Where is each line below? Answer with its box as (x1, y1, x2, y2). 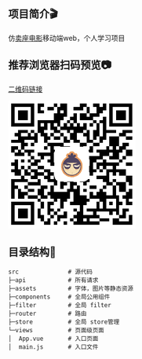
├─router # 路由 (8, 310, 87, 318)
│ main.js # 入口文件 (8, 343, 99, 351)
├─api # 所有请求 (8, 277, 99, 284)
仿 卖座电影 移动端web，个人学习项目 (8, 33, 126, 42)
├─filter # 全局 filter (8, 302, 111, 310)
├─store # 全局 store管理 (8, 318, 120, 326)
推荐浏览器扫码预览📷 (8, 58, 112, 72)
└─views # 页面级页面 (8, 327, 104, 335)
